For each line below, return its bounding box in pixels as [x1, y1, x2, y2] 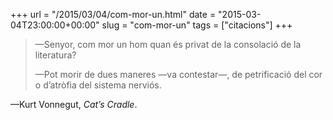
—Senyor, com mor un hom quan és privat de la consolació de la [34, 39, 302, 50]
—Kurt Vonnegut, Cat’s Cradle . [10, 99, 138, 110]
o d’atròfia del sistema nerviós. [34, 79, 162, 91]
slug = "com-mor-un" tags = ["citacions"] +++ [101, 19, 293, 31]
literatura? [34, 49, 77, 61]
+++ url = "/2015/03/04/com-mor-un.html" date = [10, 9, 217, 20]
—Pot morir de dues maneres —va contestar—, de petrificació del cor [34, 69, 323, 80]
